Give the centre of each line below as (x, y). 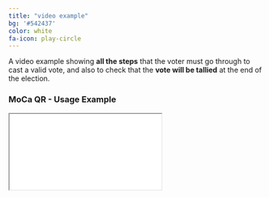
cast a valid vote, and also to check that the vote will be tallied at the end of (135, 70)
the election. (29, 78)
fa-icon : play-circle (45, 38)
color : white (30, 31)
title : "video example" (49, 16)
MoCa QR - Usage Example (62, 99)
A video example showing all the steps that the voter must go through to (129, 61)
